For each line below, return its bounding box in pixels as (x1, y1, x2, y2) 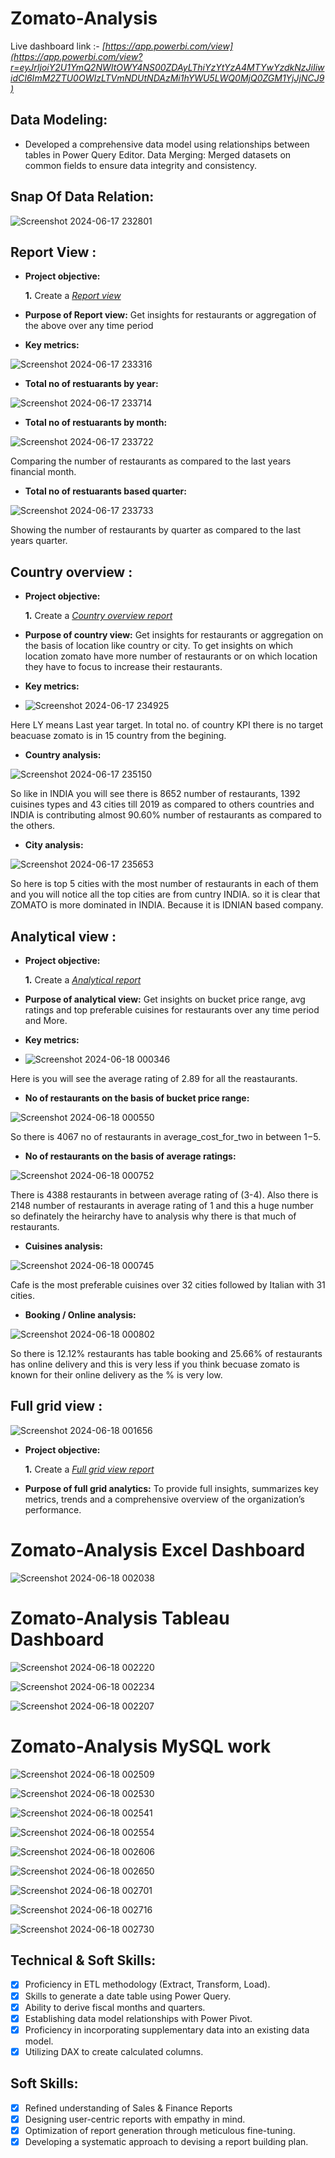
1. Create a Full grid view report (24, 1463, 155, 1475)
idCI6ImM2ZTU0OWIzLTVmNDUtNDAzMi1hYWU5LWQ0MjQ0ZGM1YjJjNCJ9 (10, 72, 325, 84)
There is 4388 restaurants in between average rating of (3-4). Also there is (10, 1189, 319, 1201)
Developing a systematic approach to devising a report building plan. (24, 2135, 309, 2147)
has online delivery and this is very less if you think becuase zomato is (10, 1358, 300, 1370)
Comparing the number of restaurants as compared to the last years (10, 455, 292, 467)
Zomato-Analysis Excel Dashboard (10, 1539, 306, 1561)
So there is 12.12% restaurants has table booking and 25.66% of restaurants (10, 1348, 323, 1359)
